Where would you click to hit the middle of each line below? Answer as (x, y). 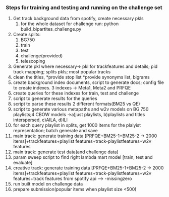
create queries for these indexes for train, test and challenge (76, 93)
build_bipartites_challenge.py (51, 29)
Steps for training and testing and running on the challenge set (84, 8)
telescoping (33, 61)
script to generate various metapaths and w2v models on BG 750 (81, 109)
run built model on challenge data (48, 184)
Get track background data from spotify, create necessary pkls (78, 19)
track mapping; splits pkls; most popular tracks (62, 72)
